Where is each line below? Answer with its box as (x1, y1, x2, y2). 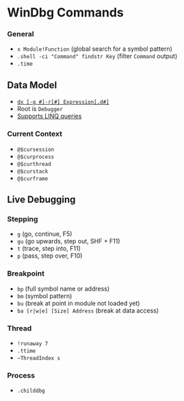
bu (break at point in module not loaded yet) (16, 299, 140, 307)
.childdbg (16, 387, 46, 395)
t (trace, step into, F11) (16, 245, 81, 253)
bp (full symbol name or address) (16, 284, 110, 293)
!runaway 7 (16, 340, 49, 347)
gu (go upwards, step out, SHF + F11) (16, 237, 121, 245)
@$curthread (16, 160, 51, 167)
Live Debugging (7, 193, 76, 205)
